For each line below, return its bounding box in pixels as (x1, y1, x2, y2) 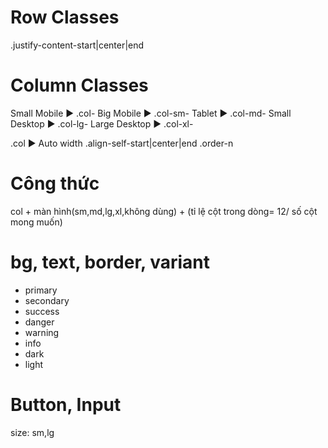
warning (24, 326, 60, 338)
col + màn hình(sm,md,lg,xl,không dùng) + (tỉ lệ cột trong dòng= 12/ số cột (10, 205, 318, 217)
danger (24, 316, 55, 328)
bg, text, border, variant (10, 251, 211, 273)
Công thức (10, 172, 100, 195)
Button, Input (10, 393, 122, 416)
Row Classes (10, 6, 120, 29)
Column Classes (10, 74, 149, 97)
